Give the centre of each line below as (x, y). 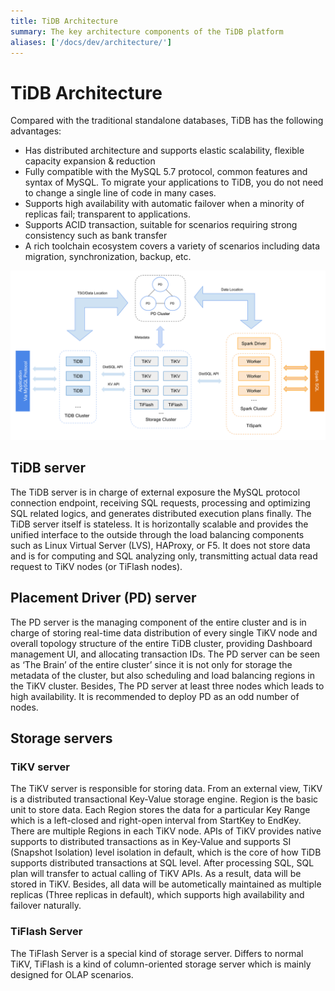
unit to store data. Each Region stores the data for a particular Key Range (160, 810)
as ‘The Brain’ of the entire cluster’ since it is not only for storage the (151, 664)
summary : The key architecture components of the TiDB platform (147, 31)
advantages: (36, 131)
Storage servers (61, 738)
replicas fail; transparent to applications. (107, 214)
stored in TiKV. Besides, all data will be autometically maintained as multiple (166, 884)
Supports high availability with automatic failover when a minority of (164, 204)
